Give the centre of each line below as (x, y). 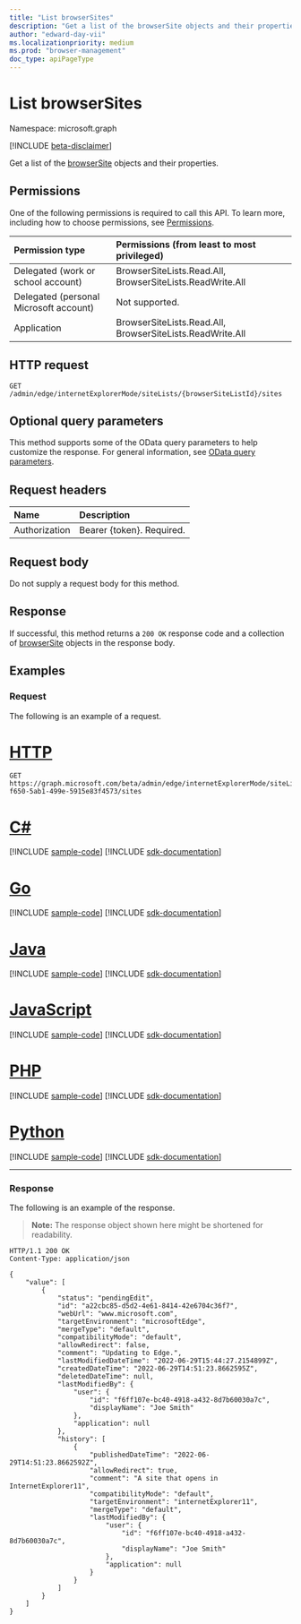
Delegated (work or (55, 271)
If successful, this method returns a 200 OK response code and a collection (147, 633)
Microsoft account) (54, 307)
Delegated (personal (57, 296)
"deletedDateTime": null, (105, 1377)
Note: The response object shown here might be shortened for (147, 1225)
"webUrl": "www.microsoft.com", (117, 1314)
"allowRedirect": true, (133, 1471)
